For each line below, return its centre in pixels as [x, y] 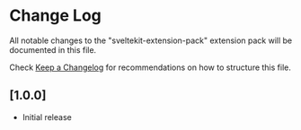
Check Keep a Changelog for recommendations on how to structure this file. [150, 67]
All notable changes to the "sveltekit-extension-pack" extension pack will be [151, 40]
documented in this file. [53, 49]
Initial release [47, 117]
